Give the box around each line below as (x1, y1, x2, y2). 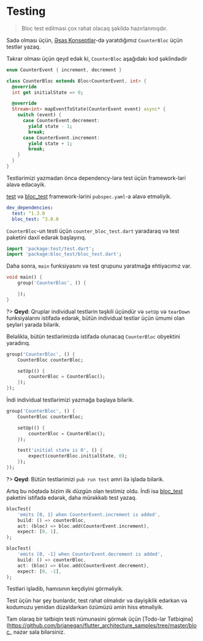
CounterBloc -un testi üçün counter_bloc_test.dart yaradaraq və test (6, 227, 180, 235)
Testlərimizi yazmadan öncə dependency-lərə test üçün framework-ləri (6, 174, 186, 182)
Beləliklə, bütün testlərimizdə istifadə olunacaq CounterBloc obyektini (6, 333, 180, 340)
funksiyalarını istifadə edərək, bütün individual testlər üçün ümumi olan (6, 314, 185, 322)
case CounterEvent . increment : (22, 134, 100, 141)
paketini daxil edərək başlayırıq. (6, 233, 86, 241)
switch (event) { (17, 112, 62, 118)
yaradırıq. (6, 339, 31, 346)
